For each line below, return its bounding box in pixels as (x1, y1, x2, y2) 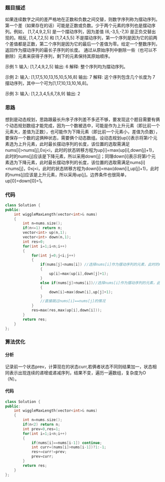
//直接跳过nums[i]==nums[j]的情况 (40, 299, 106, 304)
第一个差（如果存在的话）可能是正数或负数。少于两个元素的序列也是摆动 (5, 23, 151, 28)
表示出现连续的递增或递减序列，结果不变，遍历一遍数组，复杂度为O (9, 369, 146, 375)
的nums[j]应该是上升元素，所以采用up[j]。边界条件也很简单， (5, 171, 129, 177)
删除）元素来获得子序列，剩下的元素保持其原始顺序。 (5, 53, 113, 59)
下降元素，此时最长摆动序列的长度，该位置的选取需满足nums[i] (18, 159, 145, 165)
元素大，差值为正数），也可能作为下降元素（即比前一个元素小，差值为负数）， (5, 129, 160, 135)
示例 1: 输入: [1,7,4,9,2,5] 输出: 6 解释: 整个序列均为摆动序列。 (5, 64, 128, 70)
